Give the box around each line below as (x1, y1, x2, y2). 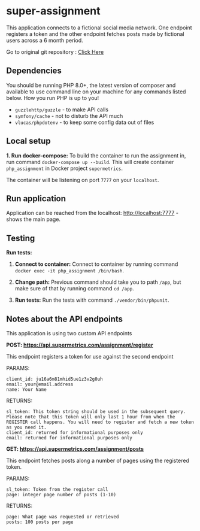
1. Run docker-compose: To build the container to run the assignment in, (6, 151, 186, 159)
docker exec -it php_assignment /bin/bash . (14, 267, 125, 274)
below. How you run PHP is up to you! (6, 94, 99, 101)
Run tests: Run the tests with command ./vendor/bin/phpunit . (14, 296, 169, 304)
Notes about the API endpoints (6, 314, 123, 324)
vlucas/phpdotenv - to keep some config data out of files (14, 119, 154, 126)
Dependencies (6, 66, 62, 76)
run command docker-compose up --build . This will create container (6, 158, 174, 165)
